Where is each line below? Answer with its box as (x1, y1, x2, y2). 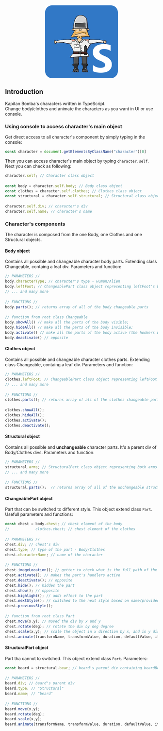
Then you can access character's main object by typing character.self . (5, 158, 149, 164)
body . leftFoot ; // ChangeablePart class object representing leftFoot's (5, 284, 155, 289)
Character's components (5, 221, 65, 227)
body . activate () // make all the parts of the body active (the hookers (5, 330, 155, 335)
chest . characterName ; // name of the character (5, 552, 103, 557)
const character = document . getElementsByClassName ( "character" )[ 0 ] (5, 149, 147, 154)
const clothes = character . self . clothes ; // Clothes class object (5, 188, 142, 193)
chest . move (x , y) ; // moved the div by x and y (5, 619, 101, 624)
